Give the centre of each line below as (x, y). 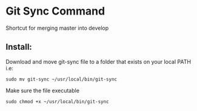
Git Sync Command (55, 11)
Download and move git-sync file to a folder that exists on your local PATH (98, 61)
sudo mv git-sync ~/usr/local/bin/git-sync (62, 79)
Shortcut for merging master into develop (57, 28)
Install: (19, 47)
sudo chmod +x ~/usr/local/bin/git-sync (58, 101)
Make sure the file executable (43, 90)
